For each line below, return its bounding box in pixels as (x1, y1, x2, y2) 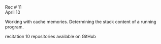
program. (5, 24, 24, 30)
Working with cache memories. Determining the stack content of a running (5, 19, 157, 24)
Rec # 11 (5, 4, 22, 10)
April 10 (5, 9, 21, 15)
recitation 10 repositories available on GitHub (5, 34, 96, 39)
